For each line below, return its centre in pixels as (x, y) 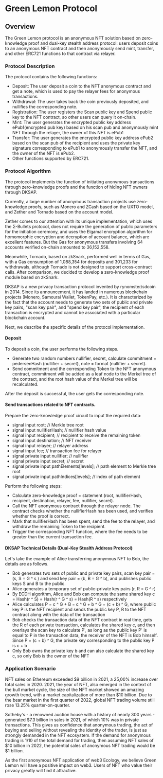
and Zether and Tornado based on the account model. (59, 212)
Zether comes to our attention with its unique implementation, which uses (79, 221)
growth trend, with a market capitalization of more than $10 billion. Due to (79, 695)
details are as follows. (27, 564)
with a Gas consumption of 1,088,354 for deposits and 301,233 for (71, 262)
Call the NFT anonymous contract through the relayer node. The (76, 506)
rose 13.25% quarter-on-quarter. (38, 705)
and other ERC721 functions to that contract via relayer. (60, 53)
